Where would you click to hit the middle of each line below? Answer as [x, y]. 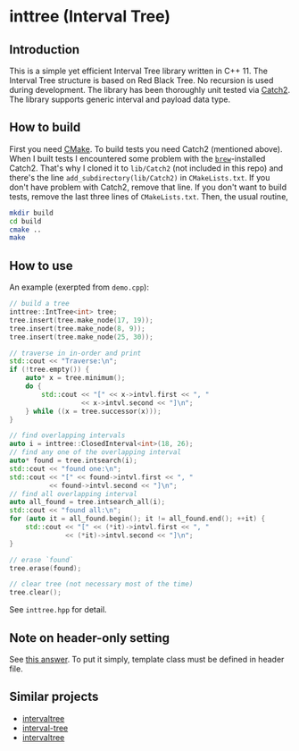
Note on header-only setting [90, 638]
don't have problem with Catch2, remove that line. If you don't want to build [148, 187]
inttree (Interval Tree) [90, 17]
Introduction [45, 50]
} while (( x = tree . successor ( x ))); [94, 411]
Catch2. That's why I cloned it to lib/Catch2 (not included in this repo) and [146, 168]
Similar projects [54, 697]
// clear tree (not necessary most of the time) [101, 584]
